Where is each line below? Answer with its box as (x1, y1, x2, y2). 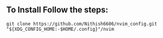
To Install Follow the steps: (6, 5, 108, 15)
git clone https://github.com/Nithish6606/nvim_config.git (6, 21, 158, 27)
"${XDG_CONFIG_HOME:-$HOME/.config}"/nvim (6, 26, 114, 32)
